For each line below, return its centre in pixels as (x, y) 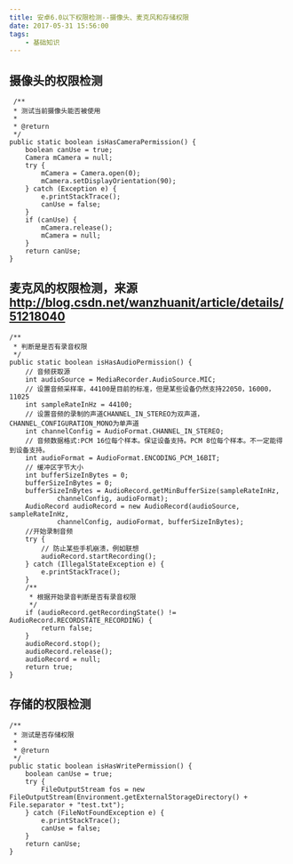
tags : (19, 34)
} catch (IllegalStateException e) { (95, 564)
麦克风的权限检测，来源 (73, 289)
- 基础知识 (43, 42)
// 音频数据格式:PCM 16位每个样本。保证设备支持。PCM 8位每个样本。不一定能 (151, 440)
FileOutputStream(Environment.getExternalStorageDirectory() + (129, 797)
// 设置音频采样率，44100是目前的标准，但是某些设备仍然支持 (124, 389)
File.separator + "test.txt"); (67, 805)
